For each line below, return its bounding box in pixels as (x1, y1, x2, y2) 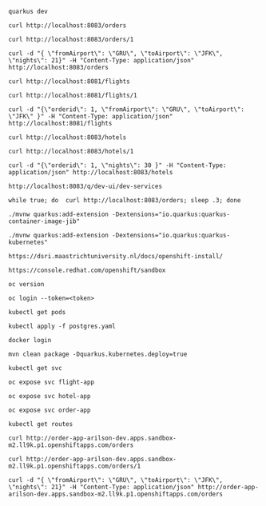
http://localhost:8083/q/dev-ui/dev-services (8, 182, 162, 190)
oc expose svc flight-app (8, 378, 94, 386)
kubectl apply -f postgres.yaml (8, 322, 116, 330)
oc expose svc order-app (8, 406, 91, 414)
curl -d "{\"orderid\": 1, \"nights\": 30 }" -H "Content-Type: (8, 161, 227, 169)
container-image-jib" (8, 217, 81, 225)
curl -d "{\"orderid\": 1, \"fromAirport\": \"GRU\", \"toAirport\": (8, 106, 245, 114)
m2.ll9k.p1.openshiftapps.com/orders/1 (8, 462, 141, 470)
